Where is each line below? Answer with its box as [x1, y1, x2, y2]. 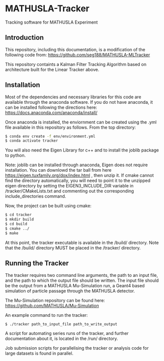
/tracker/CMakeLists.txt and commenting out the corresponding [5, 188, 134, 194]
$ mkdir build [5, 217, 34, 222]
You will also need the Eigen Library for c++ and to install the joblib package [5, 147, 159, 153]
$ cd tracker [5, 212, 32, 217]
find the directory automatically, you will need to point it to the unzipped [5, 178, 151, 183]
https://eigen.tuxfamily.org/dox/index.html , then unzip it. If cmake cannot [5, 173, 154, 179]
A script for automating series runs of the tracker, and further [5, 331, 129, 336]
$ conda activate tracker [5, 138, 58, 143]
